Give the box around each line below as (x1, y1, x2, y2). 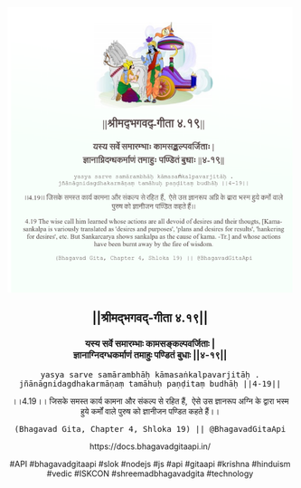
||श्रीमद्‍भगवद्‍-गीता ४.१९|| (91, 311, 209, 326)
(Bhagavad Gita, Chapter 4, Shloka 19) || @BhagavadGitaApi (14, 424, 287, 434)
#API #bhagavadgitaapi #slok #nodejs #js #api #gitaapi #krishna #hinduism (9, 458, 291, 469)
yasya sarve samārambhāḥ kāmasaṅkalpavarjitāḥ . (40, 369, 260, 379)
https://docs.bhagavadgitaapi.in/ (89, 441, 212, 452)
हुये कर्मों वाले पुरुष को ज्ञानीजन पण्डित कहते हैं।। (80, 406, 220, 416)
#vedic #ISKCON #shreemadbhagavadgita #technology (46, 468, 254, 479)
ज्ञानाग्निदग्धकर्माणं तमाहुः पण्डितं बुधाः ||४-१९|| (72, 349, 228, 361)
